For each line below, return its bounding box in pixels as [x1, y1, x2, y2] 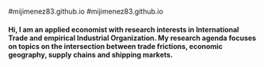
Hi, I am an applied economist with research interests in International [8, 24, 239, 34]
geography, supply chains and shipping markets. [8, 50, 173, 59]
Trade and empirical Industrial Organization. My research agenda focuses [8, 33, 256, 43]
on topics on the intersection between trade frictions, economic [8, 41, 224, 50]
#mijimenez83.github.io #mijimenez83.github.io [8, 7, 164, 16]
